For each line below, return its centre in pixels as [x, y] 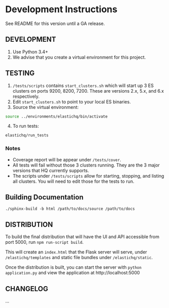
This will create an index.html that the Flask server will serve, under [76, 252]
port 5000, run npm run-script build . [44, 242]
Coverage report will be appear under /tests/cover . [67, 159]
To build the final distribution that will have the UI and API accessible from [82, 237]
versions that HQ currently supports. [51, 170]
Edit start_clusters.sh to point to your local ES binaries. [72, 102]
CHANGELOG [27, 289]
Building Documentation [44, 197]
